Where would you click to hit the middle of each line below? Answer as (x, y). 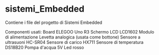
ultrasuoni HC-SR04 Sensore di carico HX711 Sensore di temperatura (74, 42)
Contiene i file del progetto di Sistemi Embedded (54, 22)
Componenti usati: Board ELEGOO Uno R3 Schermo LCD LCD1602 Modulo (80, 32)
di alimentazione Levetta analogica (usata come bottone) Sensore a (73, 37)
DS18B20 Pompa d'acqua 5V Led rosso (45, 47)
